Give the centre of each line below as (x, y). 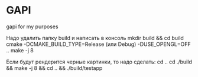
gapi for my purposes (32, 26)
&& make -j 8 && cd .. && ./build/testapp (54, 68)
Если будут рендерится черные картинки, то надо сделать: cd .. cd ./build (99, 62)
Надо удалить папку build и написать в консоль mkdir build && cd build (95, 38)
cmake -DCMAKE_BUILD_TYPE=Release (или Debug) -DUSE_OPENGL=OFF (98, 44)
